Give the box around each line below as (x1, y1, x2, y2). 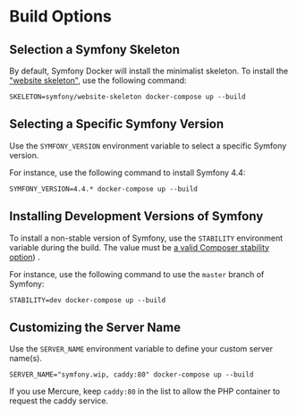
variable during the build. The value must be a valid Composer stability (9, 241, 270, 252)
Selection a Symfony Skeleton (9, 42, 181, 57)
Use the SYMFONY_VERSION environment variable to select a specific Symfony (9, 140, 287, 151)
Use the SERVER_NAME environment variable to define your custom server (9, 343, 274, 354)
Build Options (9, 6, 112, 27)
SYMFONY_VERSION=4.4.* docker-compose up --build (9, 184, 199, 193)
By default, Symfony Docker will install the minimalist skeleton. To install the (9, 65, 289, 76)
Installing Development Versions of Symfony (9, 208, 264, 224)
